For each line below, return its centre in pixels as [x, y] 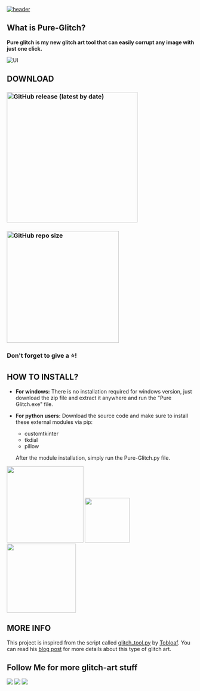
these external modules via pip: [54, 422]
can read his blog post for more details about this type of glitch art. [89, 649]
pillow [32, 446]
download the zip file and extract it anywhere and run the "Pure [93, 398]
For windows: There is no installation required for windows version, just [104, 391]
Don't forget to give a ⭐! [42, 355]
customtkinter [41, 433]
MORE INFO [29, 628]
